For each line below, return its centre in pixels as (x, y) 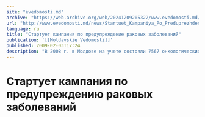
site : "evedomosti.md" (35, 12)
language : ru (23, 29)
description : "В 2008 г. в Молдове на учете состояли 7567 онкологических (103, 52)
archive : (17, 18)
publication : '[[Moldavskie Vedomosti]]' (60, 40)
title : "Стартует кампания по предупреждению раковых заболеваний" (94, 35)
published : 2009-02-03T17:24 (43, 46)
